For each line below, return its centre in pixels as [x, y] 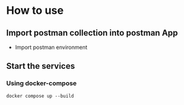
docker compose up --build [40, 96]
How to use [35, 11]
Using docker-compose [42, 83]
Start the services [41, 66]
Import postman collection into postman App [92, 33]
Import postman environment [51, 47]
